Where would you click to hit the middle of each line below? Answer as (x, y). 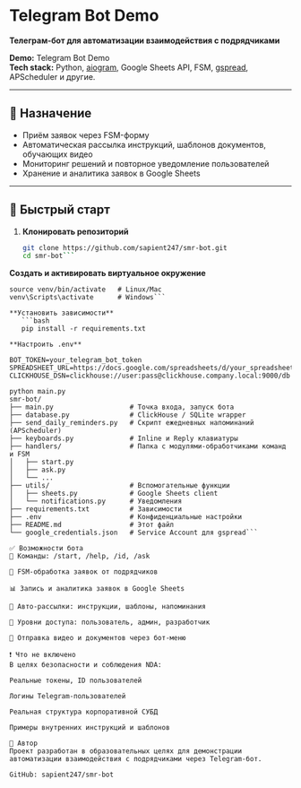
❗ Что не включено (43, 655)
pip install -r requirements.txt (83, 329)
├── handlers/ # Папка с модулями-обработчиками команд (148, 446)
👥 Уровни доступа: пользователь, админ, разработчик (110, 623)
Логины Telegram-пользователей (68, 697)
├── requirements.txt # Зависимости (95, 509)
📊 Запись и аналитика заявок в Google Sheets (97, 589)
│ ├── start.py (42, 463)
